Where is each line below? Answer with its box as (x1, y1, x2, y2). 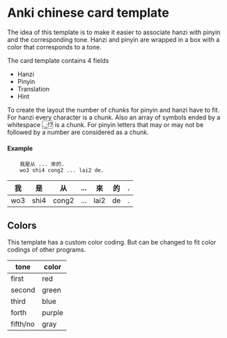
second (10, 285, 36, 295)
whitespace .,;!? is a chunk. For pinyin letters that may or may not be (7, 120, 204, 128)
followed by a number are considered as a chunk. (7, 128, 150, 136)
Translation (17, 84, 50, 93)
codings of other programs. (7, 245, 86, 253)
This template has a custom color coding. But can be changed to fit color (7, 237, 217, 246)
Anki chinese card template (7, 5, 169, 21)
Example (7, 144, 33, 152)
